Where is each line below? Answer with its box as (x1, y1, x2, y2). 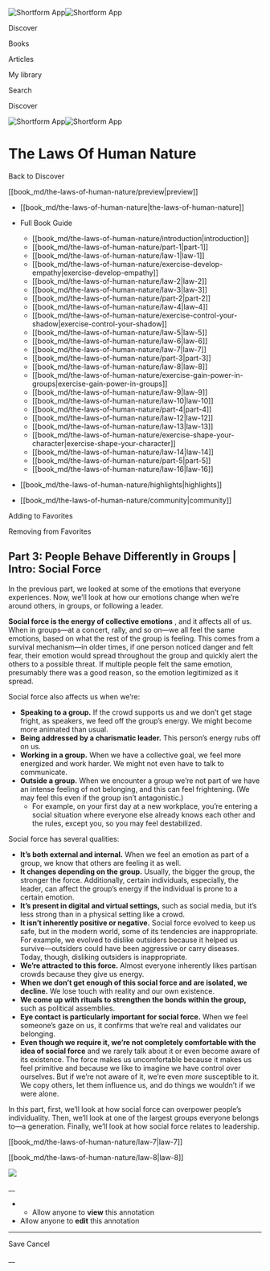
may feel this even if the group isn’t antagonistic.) (19, 793, 184, 802)
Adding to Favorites (8, 510, 74, 520)
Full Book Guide (19, 218, 73, 228)
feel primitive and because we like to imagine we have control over (19, 1063, 241, 1072)
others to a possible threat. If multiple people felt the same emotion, (8, 659, 233, 669)
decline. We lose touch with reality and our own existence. (19, 986, 215, 996)
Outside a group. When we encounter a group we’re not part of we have (19, 776, 260, 785)
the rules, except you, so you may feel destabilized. (31, 818, 202, 828)
